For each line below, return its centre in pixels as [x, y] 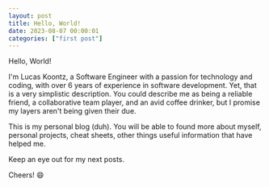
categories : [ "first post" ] [56, 38]
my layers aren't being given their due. [72, 111]
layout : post [30, 16]
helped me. [27, 144]
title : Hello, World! [45, 23]
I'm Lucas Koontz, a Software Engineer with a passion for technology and [130, 77]
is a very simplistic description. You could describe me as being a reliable [130, 94]
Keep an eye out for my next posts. [67, 160]
